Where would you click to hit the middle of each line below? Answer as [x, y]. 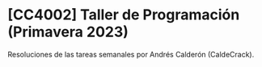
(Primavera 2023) [68, 32]
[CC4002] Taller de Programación [124, 15]
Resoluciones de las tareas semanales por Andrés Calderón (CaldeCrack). [131, 54]
